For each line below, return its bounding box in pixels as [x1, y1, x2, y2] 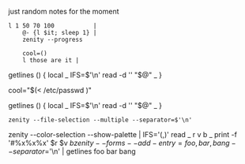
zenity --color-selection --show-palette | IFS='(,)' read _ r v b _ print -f [8, 130, 237, 139]
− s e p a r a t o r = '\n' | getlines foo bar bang [8, 147, 136, 156]
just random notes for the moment [8, 7, 120, 16]
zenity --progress [22, 35, 83, 43]
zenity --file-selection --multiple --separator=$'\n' [8, 116, 193, 124]
